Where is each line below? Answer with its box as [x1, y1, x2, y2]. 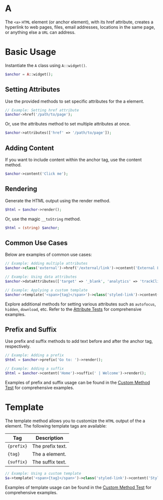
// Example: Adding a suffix [5, 366, 64, 371]
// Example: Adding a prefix [5, 353, 64, 358]
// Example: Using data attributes [5, 274, 77, 279]
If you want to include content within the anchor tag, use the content [5, 157, 142, 162]
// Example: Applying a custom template [5, 287, 88, 292]
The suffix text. [32, 458, 66, 465]
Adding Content [5, 144, 54, 152]
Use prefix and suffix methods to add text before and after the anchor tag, [5, 339, 153, 344]
